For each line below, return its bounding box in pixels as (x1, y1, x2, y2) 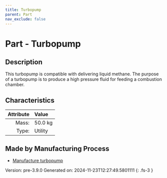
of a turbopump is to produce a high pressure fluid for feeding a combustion (5, 76, 162, 82)
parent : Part (5, 12, 32, 17)
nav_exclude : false (5, 16, 46, 21)
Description (5, 58, 42, 66)
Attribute (7, 111, 30, 118)
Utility (34, 128, 48, 135)
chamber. (5, 82, 25, 88)
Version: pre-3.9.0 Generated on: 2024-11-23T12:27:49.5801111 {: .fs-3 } (5, 168, 153, 173)
